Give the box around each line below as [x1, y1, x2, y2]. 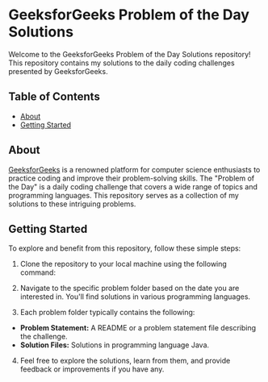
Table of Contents [8, 90, 101, 104]
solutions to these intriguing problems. [8, 199, 136, 209]
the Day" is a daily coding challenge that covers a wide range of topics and [8, 181, 258, 191]
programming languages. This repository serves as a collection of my [8, 190, 240, 200]
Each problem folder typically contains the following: [19, 308, 195, 318]
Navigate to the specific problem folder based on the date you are [19, 284, 240, 293]
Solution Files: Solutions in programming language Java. [19, 340, 210, 350]
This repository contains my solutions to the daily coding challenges [8, 58, 236, 68]
